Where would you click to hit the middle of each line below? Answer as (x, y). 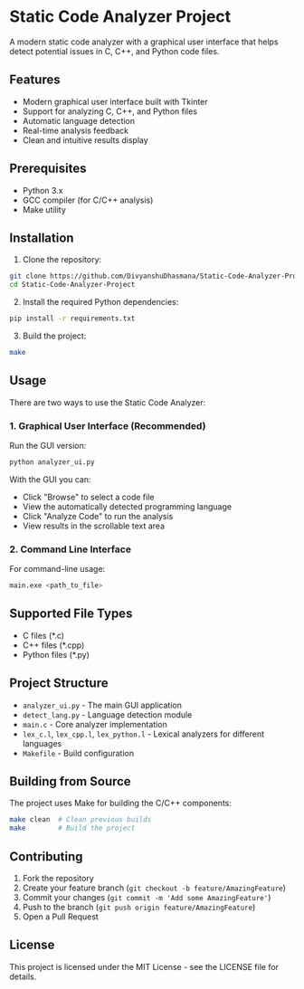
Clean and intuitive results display (85, 140)
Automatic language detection (79, 120)
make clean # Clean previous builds (81, 820)
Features (35, 80)
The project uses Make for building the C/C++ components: (121, 804)
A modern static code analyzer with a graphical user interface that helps (144, 42)
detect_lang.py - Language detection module (107, 714)
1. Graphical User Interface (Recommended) (108, 425)
